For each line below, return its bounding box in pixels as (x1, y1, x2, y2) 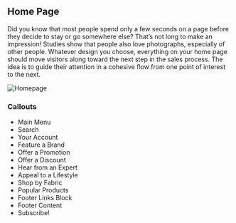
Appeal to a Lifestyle (17, 171, 78, 180)
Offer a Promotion (17, 148, 70, 157)
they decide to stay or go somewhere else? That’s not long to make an (7, 32, 213, 41)
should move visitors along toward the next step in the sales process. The (7, 55, 223, 63)
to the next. (7, 70, 41, 78)
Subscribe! (17, 209, 50, 217)
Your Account (17, 133, 58, 142)
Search (17, 125, 39, 134)
